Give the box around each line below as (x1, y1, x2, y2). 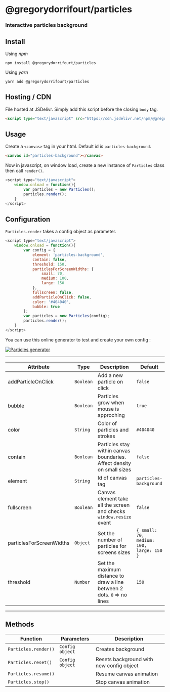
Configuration (5, 215, 51, 224)
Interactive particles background (5, 22, 88, 29)
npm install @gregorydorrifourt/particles (5, 60, 96, 65)
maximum (98, 566, 121, 573)
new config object (95, 662, 139, 669)
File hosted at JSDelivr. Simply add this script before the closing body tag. (5, 106, 158, 112)
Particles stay (98, 441, 130, 448)
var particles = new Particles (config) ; (23, 314, 110, 319)
